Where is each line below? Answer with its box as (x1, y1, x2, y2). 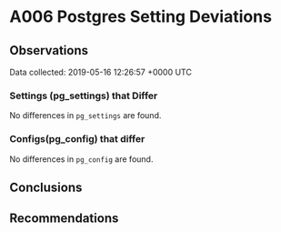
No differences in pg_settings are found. (9, 110, 162, 121)
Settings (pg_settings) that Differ (9, 89, 158, 102)
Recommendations (9, 211, 119, 227)
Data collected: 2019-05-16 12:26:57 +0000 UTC (9, 66, 193, 77)
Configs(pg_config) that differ (9, 133, 146, 146)
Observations (9, 43, 89, 58)
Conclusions (9, 179, 83, 195)
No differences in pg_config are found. (9, 153, 154, 165)
